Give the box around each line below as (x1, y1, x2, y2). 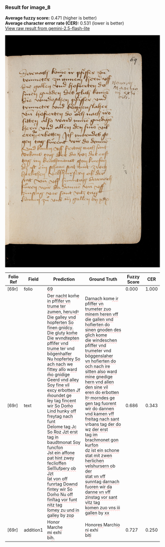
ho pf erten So (47, 319, 74, 325)
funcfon (47, 444, 63, 450)
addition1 (24, 527, 43, 533)
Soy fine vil (47, 382, 70, 388)
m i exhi (47, 529, 62, 536)
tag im (85, 431, 98, 438)
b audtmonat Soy (47, 440, 81, 445)
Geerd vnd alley (47, 377, 80, 383)
